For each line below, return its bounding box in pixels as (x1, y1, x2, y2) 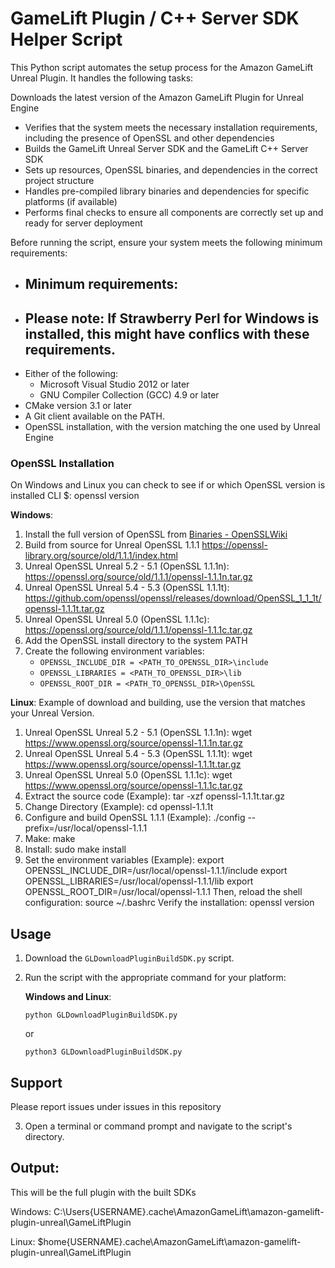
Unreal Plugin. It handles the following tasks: (10, 72, 194, 84)
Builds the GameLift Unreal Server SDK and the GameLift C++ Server (24, 142, 309, 154)
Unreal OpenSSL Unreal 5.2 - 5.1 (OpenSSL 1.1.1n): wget (24, 727, 253, 739)
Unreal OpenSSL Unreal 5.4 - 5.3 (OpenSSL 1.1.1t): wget (24, 748, 253, 760)
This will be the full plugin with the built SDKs (10, 1186, 197, 1198)
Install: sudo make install (24, 843, 127, 856)
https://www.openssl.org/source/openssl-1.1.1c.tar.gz (24, 780, 243, 792)
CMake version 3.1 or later (24, 400, 132, 412)
